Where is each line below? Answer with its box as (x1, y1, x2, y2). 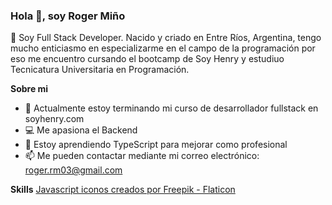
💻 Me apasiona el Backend (24, 124, 138, 136)
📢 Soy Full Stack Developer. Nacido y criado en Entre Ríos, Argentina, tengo (10, 32, 322, 44)
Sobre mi (10, 83, 49, 95)
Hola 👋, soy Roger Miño (10, 9, 126, 23)
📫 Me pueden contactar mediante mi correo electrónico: (24, 150, 260, 162)
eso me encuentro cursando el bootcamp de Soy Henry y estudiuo (10, 53, 285, 65)
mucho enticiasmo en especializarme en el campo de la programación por (10, 42, 316, 54)
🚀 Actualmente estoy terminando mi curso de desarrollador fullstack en (24, 102, 319, 114)
